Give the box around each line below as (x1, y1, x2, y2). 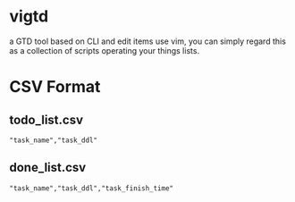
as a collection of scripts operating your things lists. (9, 45, 199, 55)
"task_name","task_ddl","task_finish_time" (9, 183, 174, 193)
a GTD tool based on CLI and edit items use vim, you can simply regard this (9, 36, 286, 46)
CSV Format (9, 77, 101, 97)
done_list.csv (9, 160, 87, 175)
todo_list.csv (9, 112, 83, 127)
